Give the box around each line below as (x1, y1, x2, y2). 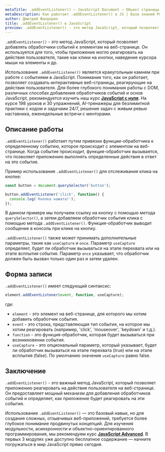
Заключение (5, 367, 46, 375)
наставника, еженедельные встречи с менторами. (5, 111, 111, 117)
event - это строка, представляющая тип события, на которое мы (12, 322, 150, 327)
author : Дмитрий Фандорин (5, 16, 58, 21)
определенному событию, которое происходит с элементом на (5, 143, 139, 149)
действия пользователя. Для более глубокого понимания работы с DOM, (5, 85, 160, 91)
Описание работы (5, 125, 64, 133)
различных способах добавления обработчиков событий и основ (5, 90, 143, 96)
